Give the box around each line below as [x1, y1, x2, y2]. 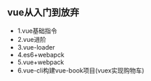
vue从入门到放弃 [7, 6, 80, 19]
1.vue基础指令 [17, 27, 57, 35]
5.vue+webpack [17, 58, 64, 66]
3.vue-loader [17, 43, 55, 51]
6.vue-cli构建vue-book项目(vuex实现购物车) [17, 66, 145, 75]
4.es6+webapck [17, 50, 65, 59]
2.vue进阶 [17, 35, 47, 43]
